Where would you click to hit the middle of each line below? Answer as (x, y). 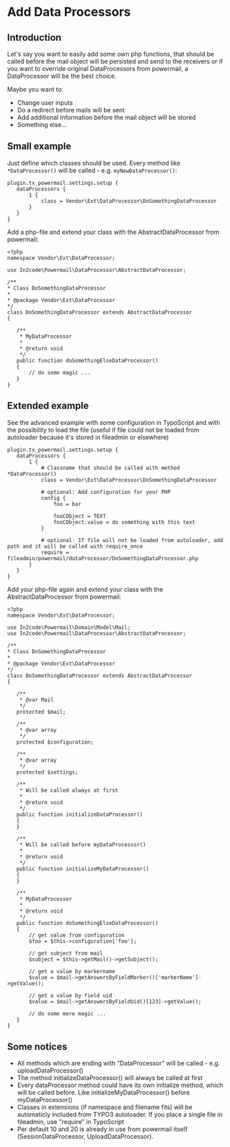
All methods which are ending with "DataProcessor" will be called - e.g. (118, 1064)
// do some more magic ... (67, 1014)
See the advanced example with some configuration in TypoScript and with (114, 422)
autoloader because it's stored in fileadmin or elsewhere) (88, 437)
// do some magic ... (60, 372)
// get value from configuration (77, 935)
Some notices (37, 1047)
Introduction (34, 38)
